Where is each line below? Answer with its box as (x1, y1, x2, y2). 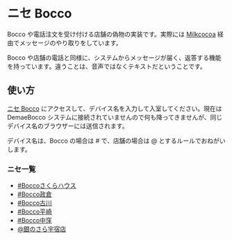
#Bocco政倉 (17, 190, 52, 198)
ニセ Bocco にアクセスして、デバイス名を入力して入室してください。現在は (7, 104, 222, 113)
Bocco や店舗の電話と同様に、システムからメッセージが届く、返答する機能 (7, 53, 222, 62)
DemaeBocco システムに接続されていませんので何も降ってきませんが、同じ (7, 113, 223, 121)
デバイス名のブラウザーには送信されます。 (7, 122, 129, 130)
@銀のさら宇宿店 (17, 225, 67, 233)
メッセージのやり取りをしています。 (19, 38, 122, 47)
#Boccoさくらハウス (17, 182, 76, 190)
